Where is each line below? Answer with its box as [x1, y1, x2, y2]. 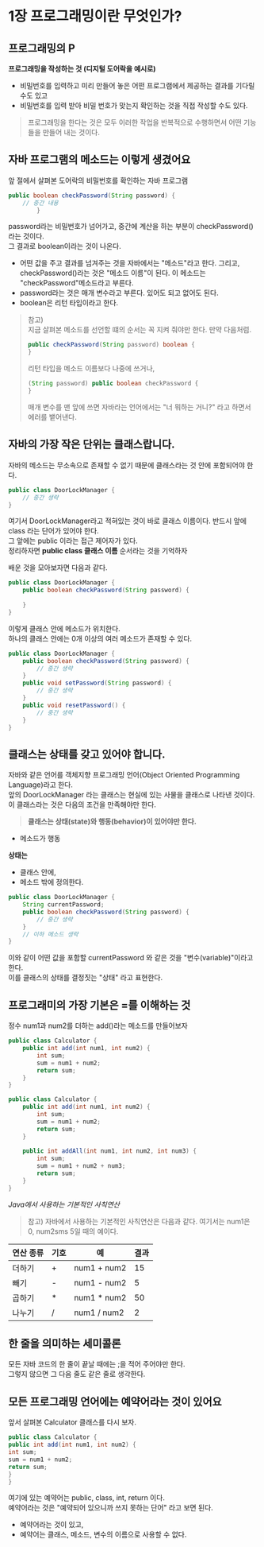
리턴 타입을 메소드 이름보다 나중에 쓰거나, [27, 363, 155, 374]
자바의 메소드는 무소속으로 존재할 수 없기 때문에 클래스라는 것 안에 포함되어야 [8, 460, 246, 470]
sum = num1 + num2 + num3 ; [36, 1162, 126, 1170]
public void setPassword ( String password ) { [22, 679, 172, 688]
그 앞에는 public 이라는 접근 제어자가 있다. [8, 536, 139, 545]
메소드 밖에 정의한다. [19, 878, 84, 887]
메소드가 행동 [19, 834, 61, 843]
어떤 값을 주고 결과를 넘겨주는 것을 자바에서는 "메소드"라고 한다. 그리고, [19, 258, 240, 268]
